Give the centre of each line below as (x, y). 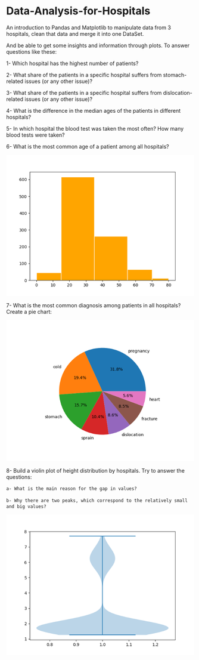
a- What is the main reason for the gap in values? (71, 488)
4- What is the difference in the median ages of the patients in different (94, 110)
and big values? (26, 506)
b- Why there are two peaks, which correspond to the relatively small (97, 500)
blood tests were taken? (36, 135)
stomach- (175, 75)
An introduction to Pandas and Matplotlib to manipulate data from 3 (89, 27)
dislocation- (178, 92)
